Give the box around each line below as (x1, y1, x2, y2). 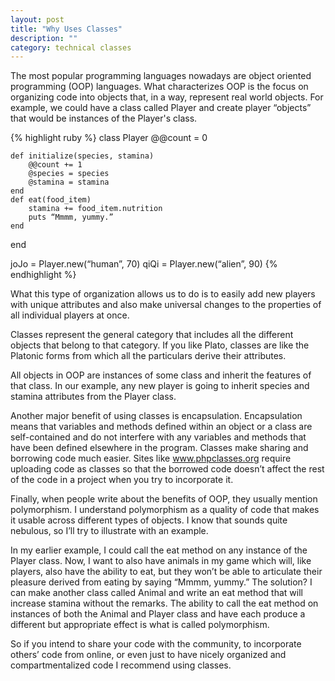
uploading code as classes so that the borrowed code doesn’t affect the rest (10, 463, 325, 475)
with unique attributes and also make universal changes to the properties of (10, 299, 322, 311)
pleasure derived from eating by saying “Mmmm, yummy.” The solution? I (10, 576, 313, 588)
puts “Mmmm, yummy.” (28, 212, 114, 223)
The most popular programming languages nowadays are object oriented (10, 70, 312, 82)
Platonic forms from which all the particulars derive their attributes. (10, 350, 287, 362)
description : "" (10, 33, 78, 43)
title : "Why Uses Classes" (10, 24, 123, 34)
